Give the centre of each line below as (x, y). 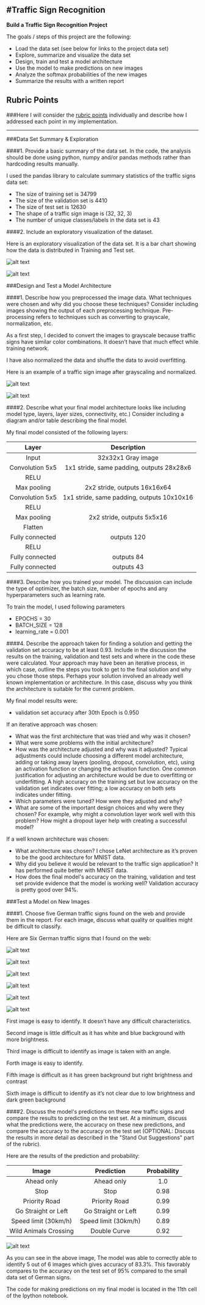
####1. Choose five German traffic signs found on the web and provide (96, 913)
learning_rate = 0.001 (42, 631)
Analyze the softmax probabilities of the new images (81, 74)
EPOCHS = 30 (33, 618)
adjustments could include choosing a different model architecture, (99, 755)
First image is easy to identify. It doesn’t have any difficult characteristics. (99, 1021)
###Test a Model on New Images (48, 901)
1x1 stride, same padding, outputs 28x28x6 (128, 467)
